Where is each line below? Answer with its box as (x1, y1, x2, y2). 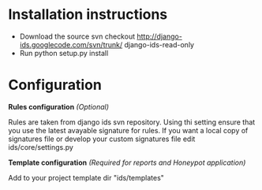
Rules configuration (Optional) (8, 102, 109, 111)
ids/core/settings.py (8, 142, 73, 151)
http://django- (137, 32, 183, 41)
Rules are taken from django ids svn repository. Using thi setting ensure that (8, 117, 256, 127)
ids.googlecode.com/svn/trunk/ (19, 39, 123, 49)
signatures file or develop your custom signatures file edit (8, 134, 196, 143)
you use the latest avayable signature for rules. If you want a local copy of (8, 125, 249, 135)
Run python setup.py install (19, 48, 109, 58)
